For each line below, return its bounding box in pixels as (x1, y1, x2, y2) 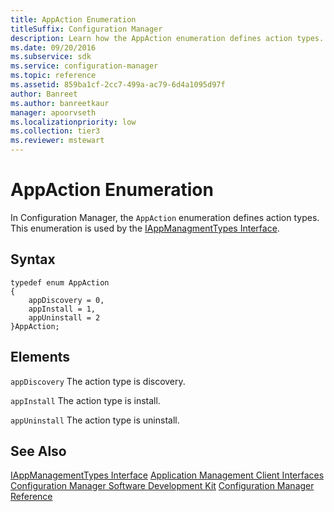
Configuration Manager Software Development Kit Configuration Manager (10, 480, 315, 492)
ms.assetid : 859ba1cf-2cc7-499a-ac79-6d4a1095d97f (10, 80, 226, 90)
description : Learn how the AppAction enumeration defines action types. (10, 33, 325, 43)
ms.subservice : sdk (10, 52, 92, 62)
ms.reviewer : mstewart (10, 136, 105, 146)
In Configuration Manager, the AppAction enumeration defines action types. (10, 211, 320, 223)
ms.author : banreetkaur (10, 98, 110, 108)
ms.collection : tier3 (10, 126, 101, 136)
